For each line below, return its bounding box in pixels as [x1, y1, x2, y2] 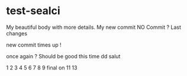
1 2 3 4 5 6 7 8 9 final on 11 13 [6, 64, 78, 71]
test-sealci [6, 4, 60, 18]
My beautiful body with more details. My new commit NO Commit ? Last [6, 24, 182, 31]
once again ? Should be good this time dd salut [6, 52, 121, 60]
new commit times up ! [6, 41, 62, 48]
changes [6, 29, 28, 37]
